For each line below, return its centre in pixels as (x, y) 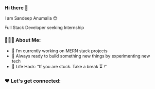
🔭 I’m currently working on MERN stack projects (60, 51)
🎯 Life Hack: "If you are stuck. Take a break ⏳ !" (59, 66)
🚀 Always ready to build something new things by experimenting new (81, 56)
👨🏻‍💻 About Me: (23, 40)
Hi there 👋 (17, 8)
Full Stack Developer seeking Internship (44, 28)
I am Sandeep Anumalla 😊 (31, 18)
